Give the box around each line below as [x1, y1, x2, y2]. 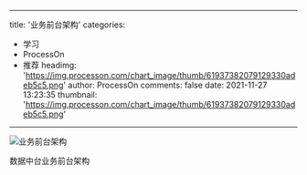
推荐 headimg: [22, 60, 78, 70]
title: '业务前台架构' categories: [9, 19, 126, 30]
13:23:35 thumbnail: [22, 89, 98, 100]
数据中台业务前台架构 [9, 156, 90, 166]
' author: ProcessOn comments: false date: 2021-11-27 [63, 79, 268, 90]
